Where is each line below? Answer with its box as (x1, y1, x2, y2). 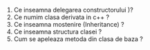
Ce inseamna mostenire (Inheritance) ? (13, 21, 124, 28)
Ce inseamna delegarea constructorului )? (13, 6, 133, 14)
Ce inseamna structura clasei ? (13, 27, 102, 36)
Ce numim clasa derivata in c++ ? (13, 13, 109, 21)
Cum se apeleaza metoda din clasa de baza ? (13, 35, 143, 43)
